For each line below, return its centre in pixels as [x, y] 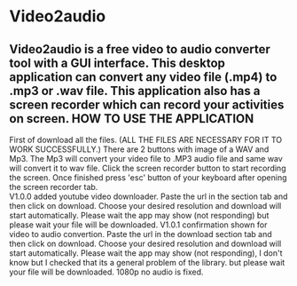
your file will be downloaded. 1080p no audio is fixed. [106, 272]
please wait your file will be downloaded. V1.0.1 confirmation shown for [138, 225]
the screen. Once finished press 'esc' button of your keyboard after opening [148, 178]
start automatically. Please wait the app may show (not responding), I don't [146, 253]
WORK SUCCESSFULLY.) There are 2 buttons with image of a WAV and [139, 149]
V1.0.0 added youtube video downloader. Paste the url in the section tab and [148, 196]
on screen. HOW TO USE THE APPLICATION [132, 119]
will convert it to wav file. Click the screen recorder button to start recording [148, 168]
